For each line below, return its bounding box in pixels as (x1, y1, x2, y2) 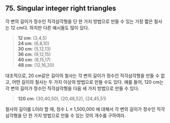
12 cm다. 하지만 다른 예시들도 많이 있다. (10, 24, 90, 31)
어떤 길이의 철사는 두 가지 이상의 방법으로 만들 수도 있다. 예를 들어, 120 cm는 (12, 79, 164, 85)
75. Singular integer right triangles (5, 4, 117, 13)
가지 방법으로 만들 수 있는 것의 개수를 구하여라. (34, 112, 126, 118)
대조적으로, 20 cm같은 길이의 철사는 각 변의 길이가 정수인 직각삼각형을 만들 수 (5, 72, 160, 79)
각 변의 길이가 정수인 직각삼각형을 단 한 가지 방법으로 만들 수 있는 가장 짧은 (5, 18, 153, 24)
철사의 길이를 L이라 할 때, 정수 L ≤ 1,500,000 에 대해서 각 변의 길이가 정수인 (5, 106, 156, 112)
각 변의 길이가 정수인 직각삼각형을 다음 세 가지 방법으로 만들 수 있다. (5, 85, 139, 91)
